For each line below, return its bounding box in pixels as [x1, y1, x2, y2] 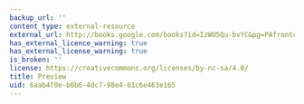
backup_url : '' [9, 13, 67, 23]
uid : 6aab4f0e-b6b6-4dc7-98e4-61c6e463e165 [9, 80, 176, 90]
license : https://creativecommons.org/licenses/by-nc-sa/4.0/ [9, 64, 249, 73]
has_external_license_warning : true [9, 47, 147, 56]
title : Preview [9, 72, 67, 81]
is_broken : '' [9, 55, 63, 64]
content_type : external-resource [9, 22, 136, 31]
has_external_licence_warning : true [9, 38, 147, 48]
